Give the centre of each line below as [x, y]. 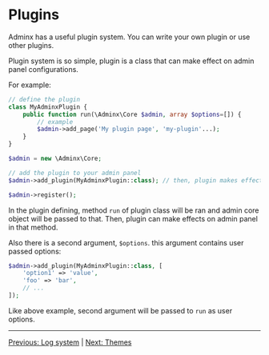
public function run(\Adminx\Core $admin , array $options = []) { [132, 114]
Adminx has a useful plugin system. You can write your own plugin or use [129, 37]
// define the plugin [44, 99]
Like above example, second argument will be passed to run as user [120, 310]
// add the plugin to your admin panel [75, 173]
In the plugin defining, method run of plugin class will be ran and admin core [134, 210]
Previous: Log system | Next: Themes [70, 342]
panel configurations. [43, 69]
